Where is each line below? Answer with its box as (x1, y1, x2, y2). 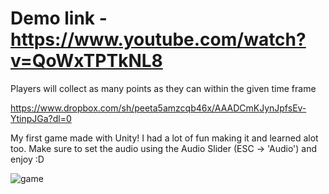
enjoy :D (10, 153, 45, 165)
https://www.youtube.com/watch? (10, 28, 307, 51)
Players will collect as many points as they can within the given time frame (10, 82, 317, 94)
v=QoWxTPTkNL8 (10, 50, 163, 72)
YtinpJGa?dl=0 (10, 112, 72, 124)
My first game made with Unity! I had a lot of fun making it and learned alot (10, 132, 319, 144)
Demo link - (10, 7, 108, 30)
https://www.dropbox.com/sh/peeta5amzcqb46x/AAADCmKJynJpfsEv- (10, 102, 307, 114)
